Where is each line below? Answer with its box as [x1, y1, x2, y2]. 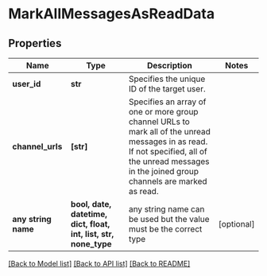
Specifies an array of [128, 96, 207, 107]
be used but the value [128, 214, 210, 224]
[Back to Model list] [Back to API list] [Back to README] [8, 259, 191, 268]
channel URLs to [128, 116, 191, 127]
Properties [8, 37, 62, 50]
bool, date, [70, 199, 112, 209]
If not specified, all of [128, 146, 208, 157]
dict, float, [70, 219, 110, 229]
